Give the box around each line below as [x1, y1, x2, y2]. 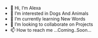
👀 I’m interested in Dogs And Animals [10, 10, 89, 16]
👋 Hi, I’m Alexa [10, 5, 41, 11]
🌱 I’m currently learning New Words [10, 16, 86, 22]
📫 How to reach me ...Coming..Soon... [10, 27, 92, 33]
